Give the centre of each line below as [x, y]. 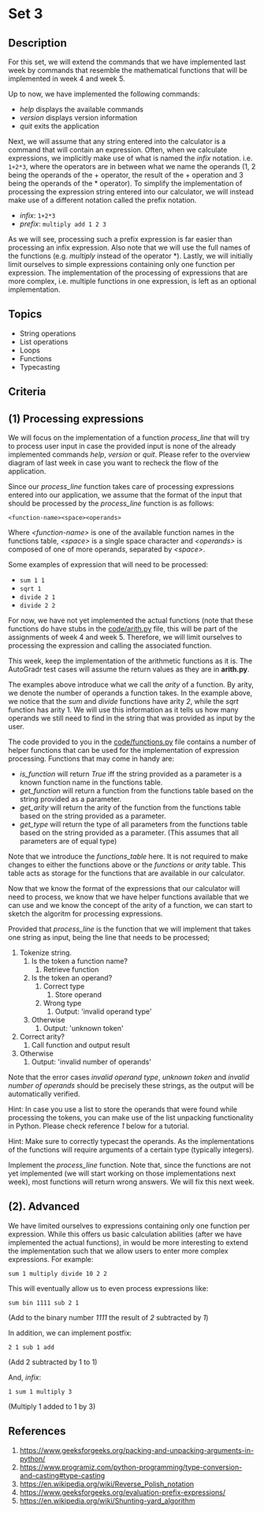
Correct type [64, 986]
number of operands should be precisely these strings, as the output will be [131, 1086]
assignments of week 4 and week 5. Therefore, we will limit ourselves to [125, 638]
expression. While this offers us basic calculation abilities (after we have [125, 1234]
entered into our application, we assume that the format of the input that [125, 495]
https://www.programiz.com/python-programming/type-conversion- [131, 1467]
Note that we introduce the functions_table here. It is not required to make [128, 856]
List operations [44, 341]
